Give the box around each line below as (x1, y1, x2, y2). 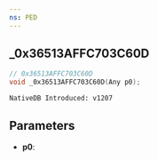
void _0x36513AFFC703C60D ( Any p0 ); (9, 77, 141, 87)
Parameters (9, 117, 75, 133)
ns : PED (9, 12, 38, 22)
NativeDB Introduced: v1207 (9, 94, 114, 103)
